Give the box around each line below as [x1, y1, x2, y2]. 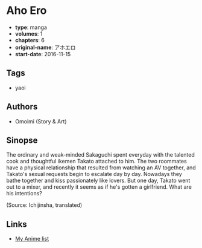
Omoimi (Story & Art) [14, 117, 68, 125]
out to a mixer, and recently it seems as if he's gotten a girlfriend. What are [6, 183, 192, 191]
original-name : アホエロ [14, 44, 76, 51]
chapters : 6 [14, 36, 45, 44]
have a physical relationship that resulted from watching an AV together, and [6, 164, 196, 171]
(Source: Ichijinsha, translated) [6, 201, 83, 209]
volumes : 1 [14, 30, 43, 37]
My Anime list [14, 235, 49, 243]
